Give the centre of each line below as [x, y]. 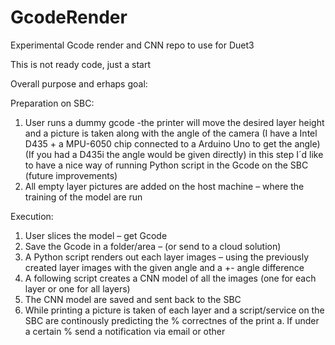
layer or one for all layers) [77, 288]
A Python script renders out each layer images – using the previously [167, 257]
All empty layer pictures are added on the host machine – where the [164, 186]
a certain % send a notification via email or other [125, 331]
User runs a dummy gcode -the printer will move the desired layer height [174, 122]
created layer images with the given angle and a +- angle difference [164, 267]
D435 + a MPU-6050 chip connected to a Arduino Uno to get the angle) [172, 143]
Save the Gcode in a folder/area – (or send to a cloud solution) [153, 246]
